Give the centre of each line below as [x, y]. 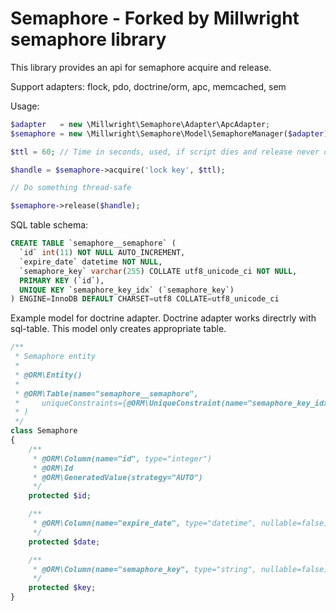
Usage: [25, 106]
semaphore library [88, 39]
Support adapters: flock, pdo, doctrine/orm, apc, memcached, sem [148, 86]
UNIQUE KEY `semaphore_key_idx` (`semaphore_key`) [127, 290]
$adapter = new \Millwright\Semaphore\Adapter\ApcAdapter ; [140, 124]
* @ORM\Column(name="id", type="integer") [122, 458]
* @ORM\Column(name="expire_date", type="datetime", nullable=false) [180, 523]
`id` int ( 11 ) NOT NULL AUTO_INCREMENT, [102, 253]
